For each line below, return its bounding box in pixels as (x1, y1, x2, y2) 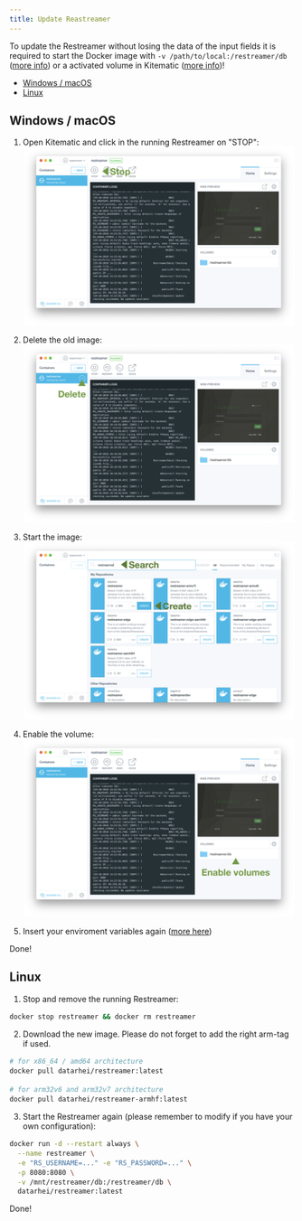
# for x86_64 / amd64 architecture (9, 1057, 144, 1066)
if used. (22, 1038, 52, 1048)
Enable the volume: (22, 728, 95, 739)
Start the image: (22, 531, 83, 542)
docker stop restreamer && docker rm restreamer (9, 1012, 196, 1021)
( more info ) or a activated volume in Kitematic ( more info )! (9, 60, 225, 70)
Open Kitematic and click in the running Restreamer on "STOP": (22, 136, 260, 148)
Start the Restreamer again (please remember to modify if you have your (22, 1112, 293, 1122)
